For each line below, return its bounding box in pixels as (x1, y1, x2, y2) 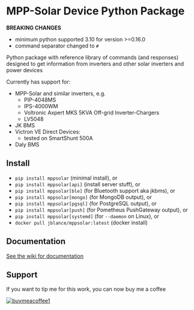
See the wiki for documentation (6, 252, 84, 260)
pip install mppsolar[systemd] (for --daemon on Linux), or (14, 212, 159, 220)
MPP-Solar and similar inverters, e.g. (14, 90, 106, 97)
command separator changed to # (14, 42, 99, 49)
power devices (6, 66, 43, 73)
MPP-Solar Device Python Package (6, 4, 185, 18)
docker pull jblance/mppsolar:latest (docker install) (14, 219, 148, 226)
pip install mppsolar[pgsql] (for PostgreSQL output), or (14, 199, 157, 207)
